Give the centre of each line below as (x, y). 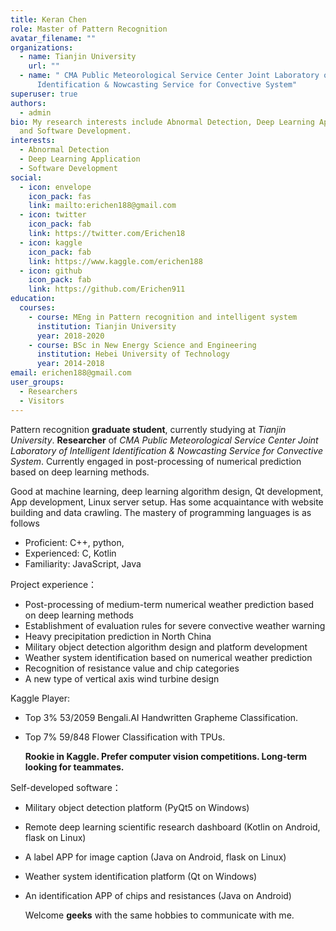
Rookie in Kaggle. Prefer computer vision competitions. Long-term (166, 756)
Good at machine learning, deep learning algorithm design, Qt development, (167, 491)
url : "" (44, 66)
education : (33, 299)
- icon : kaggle (51, 242)
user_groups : (37, 382)
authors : (28, 103)
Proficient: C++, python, (74, 542)
